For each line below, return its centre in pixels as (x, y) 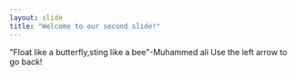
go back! (26, 62)
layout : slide (36, 18)
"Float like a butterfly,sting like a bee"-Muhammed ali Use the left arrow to (148, 52)
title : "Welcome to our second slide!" (85, 26)
